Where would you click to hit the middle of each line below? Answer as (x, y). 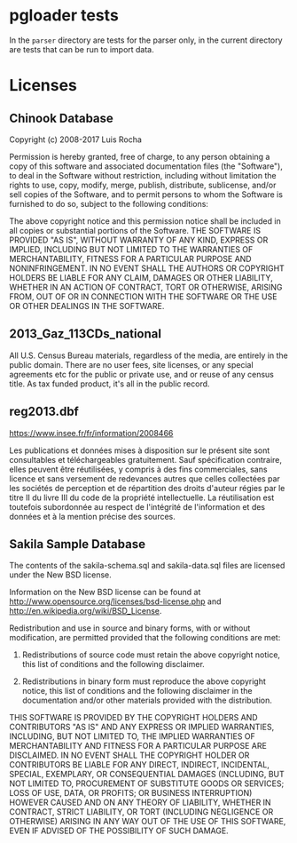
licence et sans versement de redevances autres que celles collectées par (145, 478)
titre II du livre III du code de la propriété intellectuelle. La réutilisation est (142, 497)
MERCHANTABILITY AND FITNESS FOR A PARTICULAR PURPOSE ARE (138, 746)
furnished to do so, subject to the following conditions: (109, 203)
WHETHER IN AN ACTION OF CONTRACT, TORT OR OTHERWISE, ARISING (146, 287)
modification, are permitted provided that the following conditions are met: (145, 638)
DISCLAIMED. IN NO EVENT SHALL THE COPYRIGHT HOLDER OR (129, 755)
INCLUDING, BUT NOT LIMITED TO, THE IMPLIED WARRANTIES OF (132, 736)
